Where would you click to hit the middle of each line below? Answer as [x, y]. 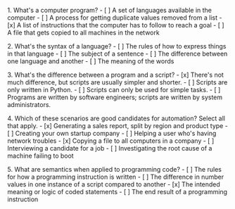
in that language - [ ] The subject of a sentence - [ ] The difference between [118, 53]
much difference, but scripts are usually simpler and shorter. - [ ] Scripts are [118, 82]
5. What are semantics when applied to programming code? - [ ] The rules [114, 169]
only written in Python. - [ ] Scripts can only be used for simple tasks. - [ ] [114, 90]
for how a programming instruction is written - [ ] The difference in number [115, 177]
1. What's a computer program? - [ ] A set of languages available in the [110, 10]
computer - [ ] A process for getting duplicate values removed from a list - [115, 18]
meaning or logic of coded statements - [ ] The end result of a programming [117, 192]
